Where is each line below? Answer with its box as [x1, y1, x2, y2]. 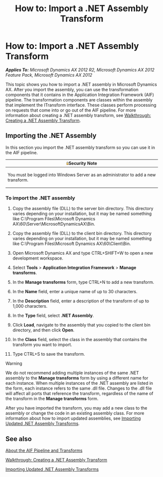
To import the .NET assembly [5, 195, 75, 201]
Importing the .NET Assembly [5, 132, 97, 140]
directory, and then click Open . [12, 327, 74, 333]
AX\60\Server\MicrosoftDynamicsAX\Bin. [12, 221, 95, 227]
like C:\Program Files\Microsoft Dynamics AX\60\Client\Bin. [12, 241, 131, 247]
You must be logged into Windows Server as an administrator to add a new [7, 172, 156, 178]
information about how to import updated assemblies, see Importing [5, 415, 141, 421]
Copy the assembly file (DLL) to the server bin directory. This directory [12, 206, 154, 212]
